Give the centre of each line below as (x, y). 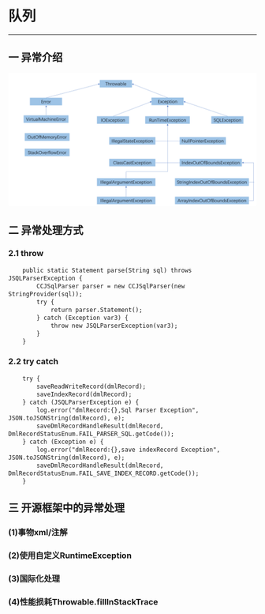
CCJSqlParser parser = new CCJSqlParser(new (111, 286)
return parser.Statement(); (97, 310)
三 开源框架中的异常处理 (66, 508)
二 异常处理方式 (46, 230)
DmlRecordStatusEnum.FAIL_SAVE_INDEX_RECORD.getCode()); (104, 474)
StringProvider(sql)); (45, 294)
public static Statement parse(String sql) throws (107, 271)
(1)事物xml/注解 (38, 532)
